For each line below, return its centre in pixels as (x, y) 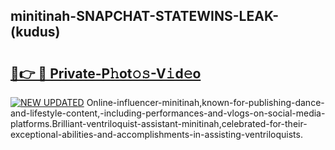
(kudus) (35, 32)
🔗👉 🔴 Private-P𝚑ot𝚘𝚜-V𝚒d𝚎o (106, 73)
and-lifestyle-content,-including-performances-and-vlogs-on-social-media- (168, 113)
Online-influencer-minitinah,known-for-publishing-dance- (205, 102)
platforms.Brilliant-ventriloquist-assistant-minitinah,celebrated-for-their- (159, 123)
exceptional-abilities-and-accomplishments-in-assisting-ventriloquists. (156, 134)
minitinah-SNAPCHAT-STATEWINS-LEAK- (145, 16)
